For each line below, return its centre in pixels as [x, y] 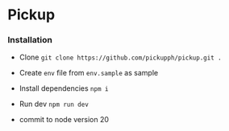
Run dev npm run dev [54, 104]
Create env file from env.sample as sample [89, 73]
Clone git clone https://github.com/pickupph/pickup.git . [121, 57]
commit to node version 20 [64, 120]
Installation [30, 40]
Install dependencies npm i [64, 88]
